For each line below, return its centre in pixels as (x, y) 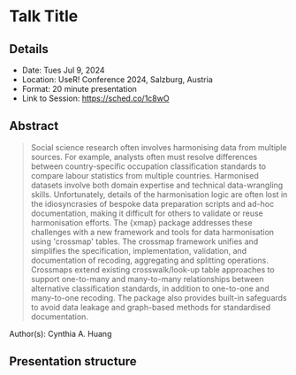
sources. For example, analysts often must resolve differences (144, 157)
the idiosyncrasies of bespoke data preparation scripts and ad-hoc (152, 203)
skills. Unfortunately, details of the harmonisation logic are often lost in (159, 194)
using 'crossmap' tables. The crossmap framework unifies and (144, 241)
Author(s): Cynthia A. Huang (61, 333)
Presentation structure (73, 361)
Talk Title (44, 16)
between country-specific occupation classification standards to (148, 166)
